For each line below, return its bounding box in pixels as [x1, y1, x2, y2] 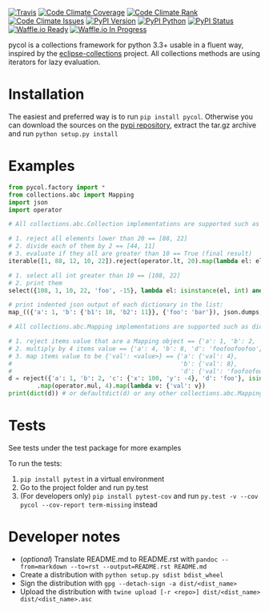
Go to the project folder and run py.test [19, 482, 149, 492]
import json [8, 198, 48, 206]
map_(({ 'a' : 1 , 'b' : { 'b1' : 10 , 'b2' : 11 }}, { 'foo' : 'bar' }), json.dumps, [8, 309, 263, 317]
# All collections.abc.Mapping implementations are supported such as [8, 323, 249, 331]
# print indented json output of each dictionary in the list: [8, 301, 224, 309]
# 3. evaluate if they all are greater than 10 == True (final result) [8, 249, 252, 257]
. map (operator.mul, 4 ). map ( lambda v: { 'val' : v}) [37, 382, 206, 390]
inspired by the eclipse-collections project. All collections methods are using [8, 49, 260, 58]
